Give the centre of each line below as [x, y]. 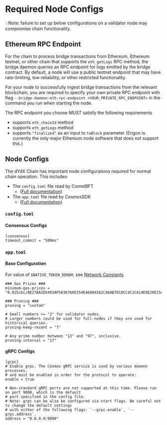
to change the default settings [39, 406]
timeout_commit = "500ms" [32, 240]
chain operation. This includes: [37, 176]
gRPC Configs [20, 351]
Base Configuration [26, 264]
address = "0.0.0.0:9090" [32, 419]
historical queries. [27, 323]
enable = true [20, 380]
